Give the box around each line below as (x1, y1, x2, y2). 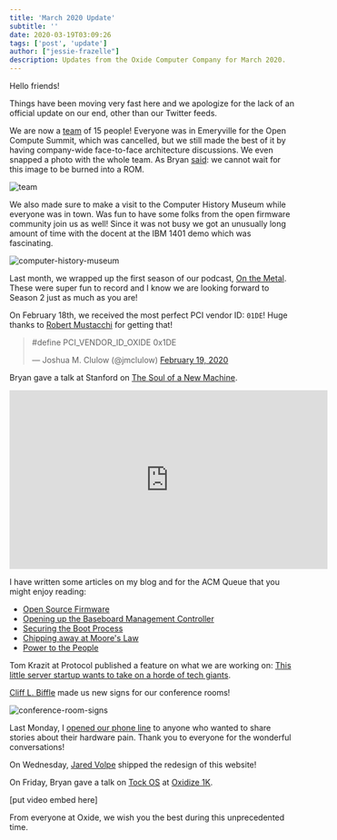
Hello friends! (9, 81, 61, 91)
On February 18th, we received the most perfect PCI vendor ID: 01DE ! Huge (9, 310, 288, 321)
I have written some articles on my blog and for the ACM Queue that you (9, 577, 280, 587)
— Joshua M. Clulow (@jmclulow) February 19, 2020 (31, 355, 229, 365)
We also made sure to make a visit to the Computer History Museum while (9, 199, 286, 210)
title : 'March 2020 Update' (9, 13, 116, 23)
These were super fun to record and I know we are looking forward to (9, 282, 270, 293)
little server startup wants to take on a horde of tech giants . (9, 669, 232, 680)
